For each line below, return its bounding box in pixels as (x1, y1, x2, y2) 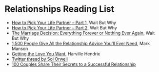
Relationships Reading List (4, 3, 115, 15)
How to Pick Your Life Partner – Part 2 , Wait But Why (11, 24, 118, 30)
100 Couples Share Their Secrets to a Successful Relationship (11, 61, 136, 67)
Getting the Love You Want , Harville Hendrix (11, 50, 100, 57)
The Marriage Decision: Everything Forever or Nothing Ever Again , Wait (11, 30, 155, 36)
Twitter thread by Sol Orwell (11, 56, 68, 62)
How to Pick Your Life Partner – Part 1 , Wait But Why (11, 20, 117, 25)
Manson (11, 46, 28, 51)
